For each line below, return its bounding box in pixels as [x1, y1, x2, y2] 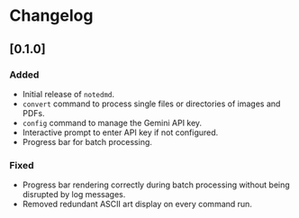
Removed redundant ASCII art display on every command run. [22, 199, 252, 210]
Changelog [9, 5, 94, 26]
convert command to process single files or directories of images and [22, 98, 281, 109]
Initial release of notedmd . [22, 88, 115, 99]
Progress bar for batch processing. [22, 136, 153, 147]
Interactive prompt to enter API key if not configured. [22, 127, 219, 138]
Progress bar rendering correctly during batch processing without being [22, 179, 290, 190]
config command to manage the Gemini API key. [22, 117, 203, 128]
